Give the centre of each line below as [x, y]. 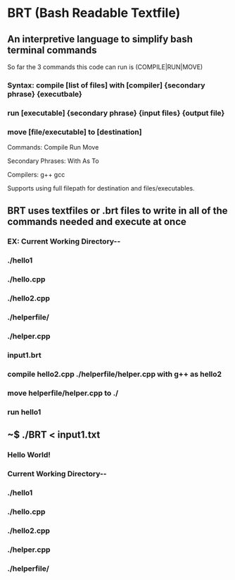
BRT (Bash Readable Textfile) [94, 13]
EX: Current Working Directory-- [64, 241]
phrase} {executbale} [45, 94]
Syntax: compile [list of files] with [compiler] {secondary [106, 85]
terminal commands [52, 50]
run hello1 [24, 412]
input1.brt [24, 355]
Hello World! [29, 455]
